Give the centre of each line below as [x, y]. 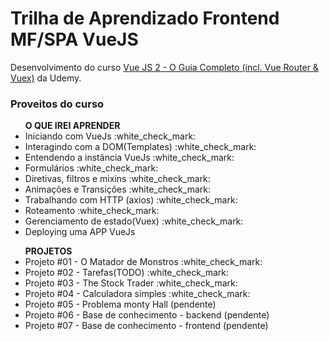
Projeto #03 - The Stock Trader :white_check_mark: [131, 283]
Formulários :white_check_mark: [91, 168]
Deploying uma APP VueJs [80, 232]
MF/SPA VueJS [74, 39]
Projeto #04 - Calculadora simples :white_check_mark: [137, 294]
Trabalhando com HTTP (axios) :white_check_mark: [131, 200]
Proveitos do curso [57, 104]
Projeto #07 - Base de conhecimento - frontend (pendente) [146, 326]
